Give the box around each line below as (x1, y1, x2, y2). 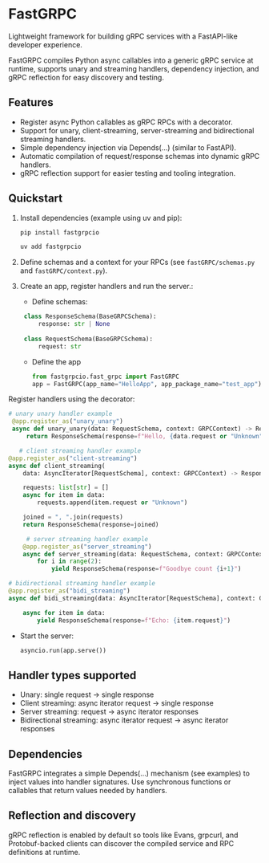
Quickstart (8, 192, 63, 206)
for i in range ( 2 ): (37, 557, 102, 566)
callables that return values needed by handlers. (8, 786, 168, 796)
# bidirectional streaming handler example (8, 580, 156, 588)
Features (8, 96, 54, 109)
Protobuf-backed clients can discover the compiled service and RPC (8, 838, 235, 848)
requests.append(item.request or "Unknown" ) (37, 499, 188, 507)
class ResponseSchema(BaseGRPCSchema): (23, 312, 157, 321)
